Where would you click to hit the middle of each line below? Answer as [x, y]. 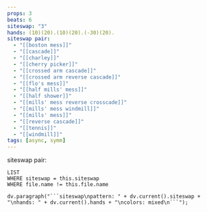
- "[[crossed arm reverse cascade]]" [67, 77]
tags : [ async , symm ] [37, 141]
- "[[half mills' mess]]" [50, 90]
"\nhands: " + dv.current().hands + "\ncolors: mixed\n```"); [98, 202]
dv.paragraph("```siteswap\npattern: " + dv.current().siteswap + [104, 197]
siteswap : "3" [27, 26]
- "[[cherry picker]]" [46, 64]
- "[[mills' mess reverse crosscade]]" [70, 103]
